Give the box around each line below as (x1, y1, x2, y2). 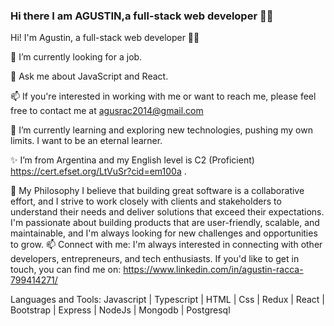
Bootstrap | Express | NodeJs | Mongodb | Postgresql (10, 304, 231, 316)
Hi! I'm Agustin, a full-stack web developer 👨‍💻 (10, 32, 200, 44)
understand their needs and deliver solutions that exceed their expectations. (10, 206, 325, 218)
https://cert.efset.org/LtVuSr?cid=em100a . (10, 165, 187, 178)
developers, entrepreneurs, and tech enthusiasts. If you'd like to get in (10, 253, 300, 265)
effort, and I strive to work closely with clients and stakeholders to (10, 195, 282, 208)
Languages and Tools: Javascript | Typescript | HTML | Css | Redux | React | (10, 294, 325, 306)
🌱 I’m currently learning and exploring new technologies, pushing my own (10, 124, 313, 136)
